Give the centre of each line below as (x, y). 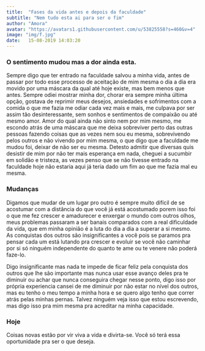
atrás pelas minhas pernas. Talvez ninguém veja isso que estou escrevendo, (102, 299)
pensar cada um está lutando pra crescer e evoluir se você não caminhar (99, 241)
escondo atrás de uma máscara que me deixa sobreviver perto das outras (99, 128)
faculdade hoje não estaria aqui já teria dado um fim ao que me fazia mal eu (102, 167)
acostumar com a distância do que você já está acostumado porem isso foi (101, 209)
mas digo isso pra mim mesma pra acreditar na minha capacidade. (90, 306)
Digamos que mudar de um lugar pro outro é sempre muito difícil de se (95, 202)
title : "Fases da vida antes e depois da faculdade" (76, 12)
